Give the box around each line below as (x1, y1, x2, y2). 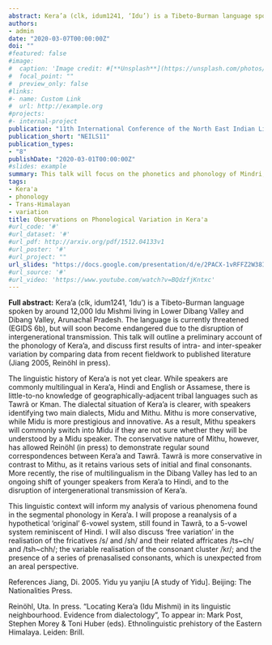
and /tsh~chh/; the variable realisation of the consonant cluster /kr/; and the (8, 545, 261, 554)
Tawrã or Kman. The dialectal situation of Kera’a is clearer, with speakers (8, 399, 251, 409)
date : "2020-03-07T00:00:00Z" (8, 34, 111, 43)
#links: (8, 87, 35, 96)
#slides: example (8, 163, 67, 171)
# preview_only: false (8, 79, 89, 88)
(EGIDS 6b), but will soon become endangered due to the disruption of (8, 323, 244, 333)
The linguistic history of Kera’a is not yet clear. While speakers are (8, 374, 228, 383)
